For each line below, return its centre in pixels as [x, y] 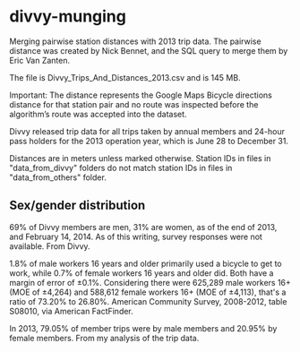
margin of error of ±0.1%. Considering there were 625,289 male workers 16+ [150, 282]
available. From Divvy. [50, 246]
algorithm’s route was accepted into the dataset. [98, 114]
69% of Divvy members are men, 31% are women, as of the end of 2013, [143, 227]
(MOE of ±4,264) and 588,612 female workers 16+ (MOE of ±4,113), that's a [148, 292]
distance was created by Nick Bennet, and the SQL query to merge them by [149, 50]
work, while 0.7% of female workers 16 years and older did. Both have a [141, 273]
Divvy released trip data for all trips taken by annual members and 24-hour [147, 131]
